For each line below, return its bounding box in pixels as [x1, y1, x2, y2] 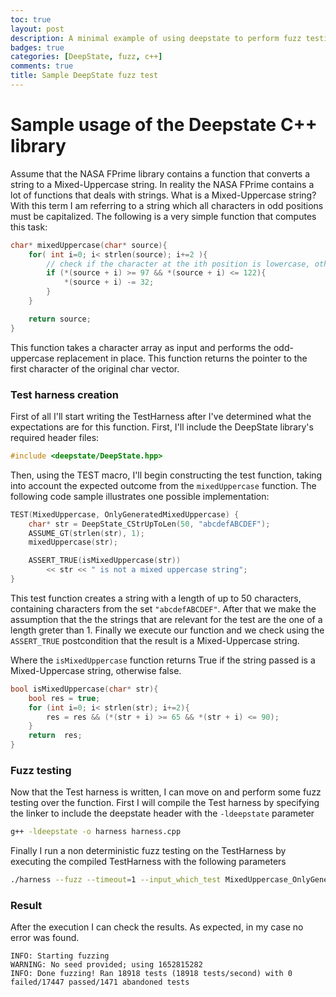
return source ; [28, 314, 92, 324]
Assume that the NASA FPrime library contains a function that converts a [10, 167, 311, 180]
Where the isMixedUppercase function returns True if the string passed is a [10, 654, 316, 666]
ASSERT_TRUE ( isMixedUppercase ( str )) [28, 556, 182, 566]
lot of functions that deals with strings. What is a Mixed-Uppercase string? [10, 189, 317, 201]
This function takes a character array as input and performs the [10, 341, 272, 353]
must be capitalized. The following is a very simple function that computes [10, 210, 317, 222]
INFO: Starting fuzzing [10, 951, 110, 961]
